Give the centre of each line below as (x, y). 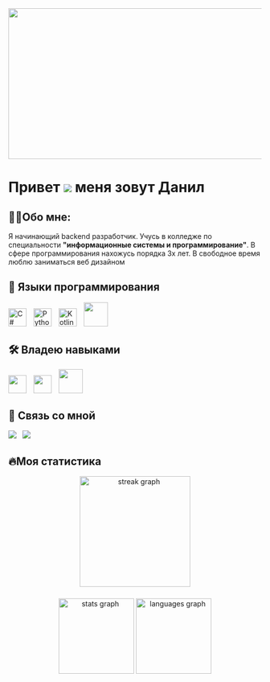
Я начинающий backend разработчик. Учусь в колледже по (110, 236)
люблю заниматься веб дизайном (67, 262)
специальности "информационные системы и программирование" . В (132, 245)
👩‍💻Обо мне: (40, 217)
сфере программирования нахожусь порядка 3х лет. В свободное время (135, 253)
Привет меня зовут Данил (106, 187)
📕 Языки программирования (84, 288)
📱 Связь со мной (52, 416)
